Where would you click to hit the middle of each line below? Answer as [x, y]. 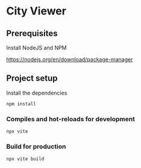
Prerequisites [32, 33]
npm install [21, 104]
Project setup [32, 79]
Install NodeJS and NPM [37, 48]
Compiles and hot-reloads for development [71, 119]
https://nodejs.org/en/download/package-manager [70, 59]
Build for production [36, 147]
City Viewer [36, 11]
